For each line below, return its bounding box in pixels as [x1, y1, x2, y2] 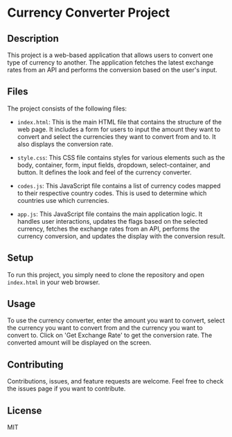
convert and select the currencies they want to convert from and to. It [17, 132, 216, 140]
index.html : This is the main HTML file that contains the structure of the [17, 117, 222, 126]
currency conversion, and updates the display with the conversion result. [17, 231, 226, 240]
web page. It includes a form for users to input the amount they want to [17, 125, 221, 133]
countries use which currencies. [17, 196, 109, 204]
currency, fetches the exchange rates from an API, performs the [17, 224, 200, 233]
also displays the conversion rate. [17, 140, 114, 148]
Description [7, 33, 59, 44]
